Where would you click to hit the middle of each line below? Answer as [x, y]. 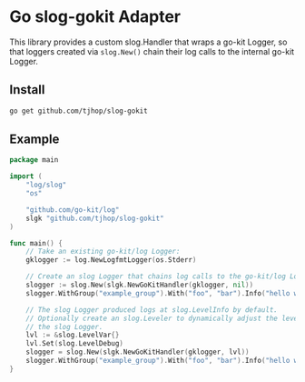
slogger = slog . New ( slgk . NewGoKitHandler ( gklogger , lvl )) [138, 352]
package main [34, 160]
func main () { [36, 243]
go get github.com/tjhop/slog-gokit [79, 111]
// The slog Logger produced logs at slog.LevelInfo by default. [152, 310]
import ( [26, 176]
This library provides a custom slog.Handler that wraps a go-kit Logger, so [148, 42]
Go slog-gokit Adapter [95, 17]
